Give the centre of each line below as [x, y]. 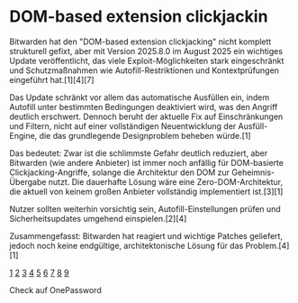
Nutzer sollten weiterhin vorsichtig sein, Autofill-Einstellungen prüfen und [145, 208]
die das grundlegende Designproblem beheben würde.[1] [145, 135]
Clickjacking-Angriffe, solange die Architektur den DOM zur [120, 172]
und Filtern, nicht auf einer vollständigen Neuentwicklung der [123, 126]
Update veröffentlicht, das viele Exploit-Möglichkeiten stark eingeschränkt [147, 60]
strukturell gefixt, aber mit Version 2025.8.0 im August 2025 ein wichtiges [146, 50]
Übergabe [28, 181]
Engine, [23, 135]
